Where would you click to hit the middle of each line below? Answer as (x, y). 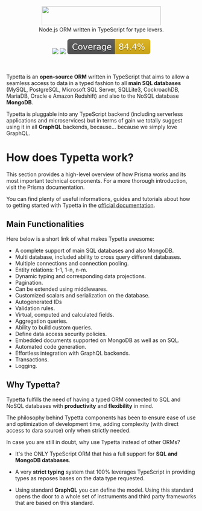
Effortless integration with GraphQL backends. (72, 353)
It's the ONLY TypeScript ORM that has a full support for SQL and (96, 454)
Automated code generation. (50, 346)
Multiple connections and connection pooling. (72, 263)
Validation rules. (35, 308)
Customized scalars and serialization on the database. (82, 295)
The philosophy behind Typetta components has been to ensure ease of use (101, 417)
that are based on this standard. (55, 503)
